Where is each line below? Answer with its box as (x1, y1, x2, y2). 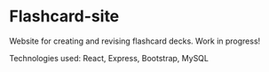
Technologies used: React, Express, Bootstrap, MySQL (9, 52, 209, 63)
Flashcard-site (9, 6, 120, 27)
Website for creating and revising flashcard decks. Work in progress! (9, 36, 261, 46)
